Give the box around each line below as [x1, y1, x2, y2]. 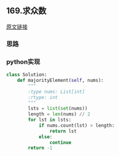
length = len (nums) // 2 [28, 111, 91, 117]
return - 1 [28, 145, 53, 151]
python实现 [6, 57, 40, 66]
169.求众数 [6, 5, 47, 16]
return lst [49, 128, 77, 134]
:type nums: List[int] [28, 89, 85, 95]
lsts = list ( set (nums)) [28, 106, 88, 112]
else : [38, 134, 53, 140]
